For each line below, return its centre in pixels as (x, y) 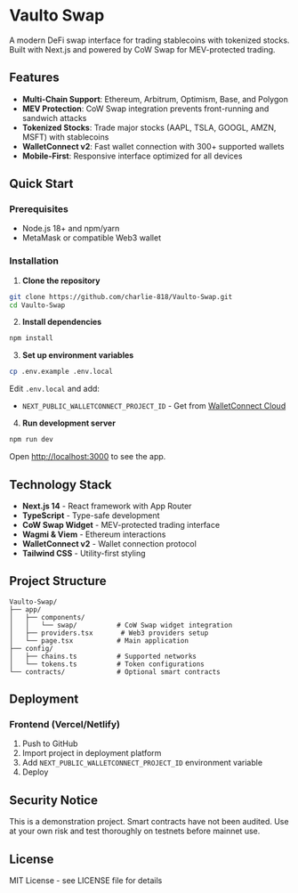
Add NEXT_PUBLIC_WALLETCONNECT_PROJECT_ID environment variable (142, 763)
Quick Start (41, 184)
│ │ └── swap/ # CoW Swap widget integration (121, 625)
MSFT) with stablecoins (65, 137)
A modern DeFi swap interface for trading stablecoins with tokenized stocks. (149, 40)
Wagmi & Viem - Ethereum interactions (94, 534)
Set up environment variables (78, 355)
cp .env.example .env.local (61, 372)
